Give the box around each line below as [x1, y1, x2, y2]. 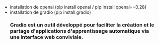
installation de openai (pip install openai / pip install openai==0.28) [9, 4, 147, 10]
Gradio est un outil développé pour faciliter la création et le [9, 22, 155, 28]
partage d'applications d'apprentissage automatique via [9, 27, 149, 34]
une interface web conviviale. [9, 34, 83, 41]
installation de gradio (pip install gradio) [9, 9, 91, 15]
